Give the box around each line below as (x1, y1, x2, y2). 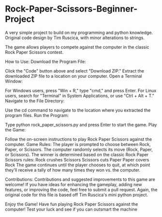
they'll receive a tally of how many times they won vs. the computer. (5, 167, 141, 173)
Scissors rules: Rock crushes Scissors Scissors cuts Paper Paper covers (5, 157, 149, 162)
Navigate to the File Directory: (5, 98, 65, 103)
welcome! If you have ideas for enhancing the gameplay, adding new (5, 181, 142, 187)
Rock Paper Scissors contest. (5, 49, 64, 55)
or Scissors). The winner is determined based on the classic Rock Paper (5, 151, 149, 158)
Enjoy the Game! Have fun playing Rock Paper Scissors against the (5, 201, 138, 207)
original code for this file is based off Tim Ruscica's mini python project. (5, 192, 148, 198)
